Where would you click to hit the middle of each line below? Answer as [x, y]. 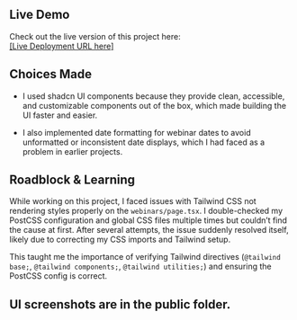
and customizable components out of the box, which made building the [154, 105]
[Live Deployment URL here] [62, 46]
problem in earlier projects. [72, 151]
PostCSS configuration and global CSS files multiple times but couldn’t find [148, 220]
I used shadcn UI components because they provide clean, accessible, [153, 96]
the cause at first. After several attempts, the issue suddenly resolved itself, [149, 230]
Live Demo [40, 15]
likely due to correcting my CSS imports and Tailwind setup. [120, 240]
